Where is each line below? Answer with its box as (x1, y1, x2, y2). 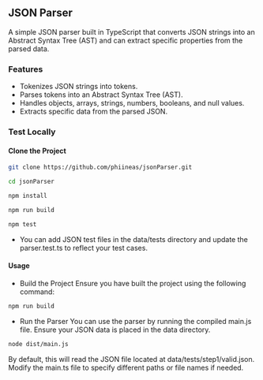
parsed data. (8, 43, 50, 54)
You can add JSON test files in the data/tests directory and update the (19, 234, 249, 244)
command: (19, 287, 55, 296)
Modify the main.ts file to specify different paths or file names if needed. (8, 363, 244, 372)
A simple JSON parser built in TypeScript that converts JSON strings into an (8, 27, 255, 36)
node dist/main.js (8, 340, 69, 348)
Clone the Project (8, 146, 67, 155)
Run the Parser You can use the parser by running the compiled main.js (19, 316, 252, 326)
